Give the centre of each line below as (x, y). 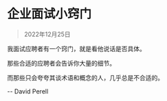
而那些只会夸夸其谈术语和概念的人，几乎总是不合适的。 (85, 77)
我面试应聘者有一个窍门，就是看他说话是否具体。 (76, 48)
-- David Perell (28, 91)
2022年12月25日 (47, 34)
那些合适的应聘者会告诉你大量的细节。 (61, 63)
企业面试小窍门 (49, 14)
